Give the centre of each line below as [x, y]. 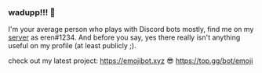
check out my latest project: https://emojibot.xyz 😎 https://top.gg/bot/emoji [131, 61]
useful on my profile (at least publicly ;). [72, 46]
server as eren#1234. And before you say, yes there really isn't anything [124, 37]
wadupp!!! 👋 [32, 12]
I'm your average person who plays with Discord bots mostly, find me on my [131, 30]
